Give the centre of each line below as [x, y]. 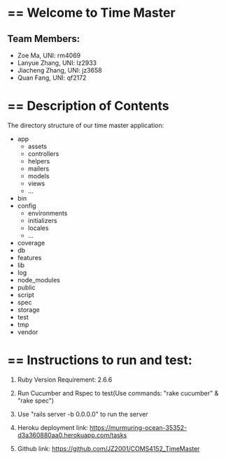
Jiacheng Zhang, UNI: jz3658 [60, 70]
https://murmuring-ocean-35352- [139, 427]
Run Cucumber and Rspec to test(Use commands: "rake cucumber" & [118, 393]
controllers [43, 153]
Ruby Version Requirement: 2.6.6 [65, 380]
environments [48, 213]
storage [28, 310]
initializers [42, 220]
